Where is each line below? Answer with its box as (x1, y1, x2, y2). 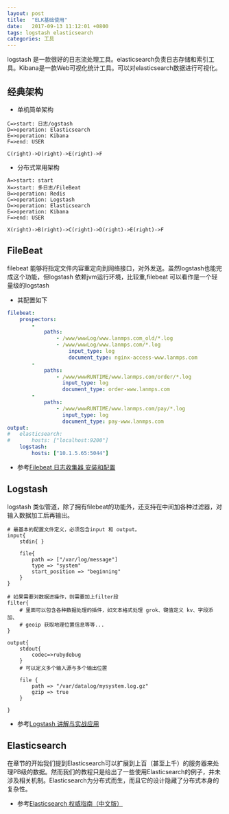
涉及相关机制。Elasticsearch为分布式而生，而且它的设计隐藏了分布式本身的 (7, 776, 219, 784)
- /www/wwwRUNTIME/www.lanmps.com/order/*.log (56, 373, 192, 380)
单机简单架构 (16, 105, 53, 113)
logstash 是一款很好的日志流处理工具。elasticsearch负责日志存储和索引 (7, 56, 209, 64)
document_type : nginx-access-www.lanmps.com (68, 354, 197, 361)
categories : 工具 (7, 36, 55, 43)
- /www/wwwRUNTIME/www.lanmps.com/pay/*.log (56, 405, 186, 412)
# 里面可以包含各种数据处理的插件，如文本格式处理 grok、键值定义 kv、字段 (19, 607, 208, 614)
